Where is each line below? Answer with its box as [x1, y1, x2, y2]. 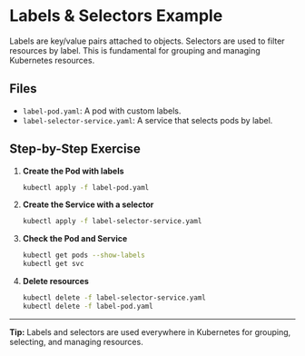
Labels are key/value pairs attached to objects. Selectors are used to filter [9, 35, 285, 46]
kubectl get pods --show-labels [22, 251, 145, 260]
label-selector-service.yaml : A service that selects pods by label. [22, 114, 273, 125]
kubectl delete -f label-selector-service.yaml [22, 293, 206, 302]
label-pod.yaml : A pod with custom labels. [22, 105, 182, 116]
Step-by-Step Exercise [9, 142, 141, 157]
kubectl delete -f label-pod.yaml [22, 302, 153, 311]
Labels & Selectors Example [9, 5, 223, 26]
